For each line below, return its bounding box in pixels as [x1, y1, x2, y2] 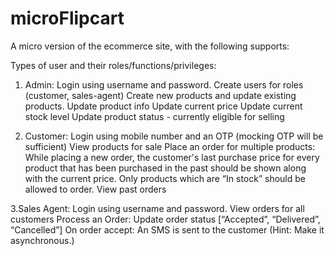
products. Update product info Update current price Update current [24, 100, 303, 112]
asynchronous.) [10, 234, 75, 246]
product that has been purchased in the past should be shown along [24, 162, 307, 174]
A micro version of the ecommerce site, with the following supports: [10, 40, 290, 52]
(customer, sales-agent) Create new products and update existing [24, 89, 297, 101]
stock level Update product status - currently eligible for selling [24, 110, 285, 122]
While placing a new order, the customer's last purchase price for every [24, 151, 320, 163]
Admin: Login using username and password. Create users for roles [24, 78, 304, 91]
